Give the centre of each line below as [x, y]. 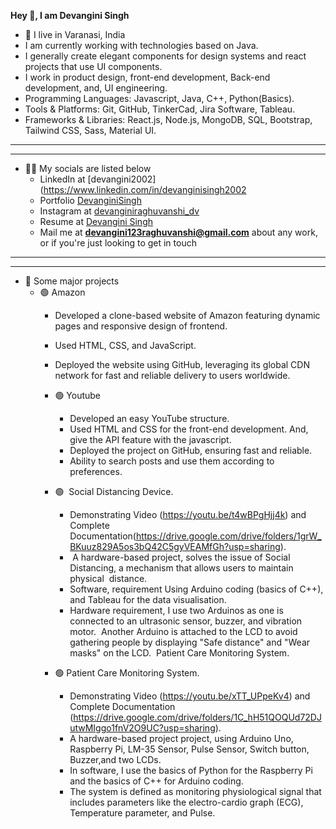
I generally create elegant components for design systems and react [165, 56]
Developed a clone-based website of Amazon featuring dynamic [187, 315]
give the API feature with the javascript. [150, 439]
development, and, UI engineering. [96, 88]
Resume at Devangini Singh [96, 221]
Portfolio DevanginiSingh [90, 200]
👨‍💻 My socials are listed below [88, 168]
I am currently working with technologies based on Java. [141, 45]
